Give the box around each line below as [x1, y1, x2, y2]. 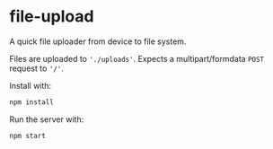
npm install [9, 97, 54, 107]
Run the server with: [9, 114, 84, 125]
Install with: [9, 80, 52, 91]
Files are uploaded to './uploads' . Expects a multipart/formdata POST [9, 53, 265, 64]
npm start [9, 131, 47, 140]
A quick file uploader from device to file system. [9, 36, 187, 47]
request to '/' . [9, 63, 65, 74]
